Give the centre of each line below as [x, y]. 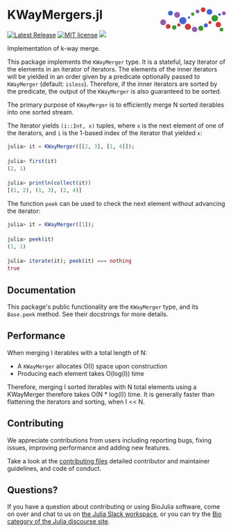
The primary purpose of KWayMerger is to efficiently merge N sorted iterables [116, 105]
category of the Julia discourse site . [59, 522]
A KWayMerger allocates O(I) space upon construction [92, 366]
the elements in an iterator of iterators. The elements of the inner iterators [112, 69]
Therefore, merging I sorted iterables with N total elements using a [102, 387]
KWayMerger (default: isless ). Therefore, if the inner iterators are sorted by [112, 84]
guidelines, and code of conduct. [54, 468]
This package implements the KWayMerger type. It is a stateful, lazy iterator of [116, 62]
